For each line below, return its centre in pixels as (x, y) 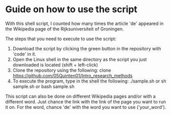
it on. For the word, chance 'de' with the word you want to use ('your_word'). (86, 107)
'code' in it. (25, 54)
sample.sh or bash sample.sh (44, 86)
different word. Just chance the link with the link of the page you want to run (86, 102)
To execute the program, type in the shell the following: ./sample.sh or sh (89, 81)
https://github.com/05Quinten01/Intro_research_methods (72, 75)
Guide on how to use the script (71, 9)
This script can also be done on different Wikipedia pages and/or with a (80, 96)
